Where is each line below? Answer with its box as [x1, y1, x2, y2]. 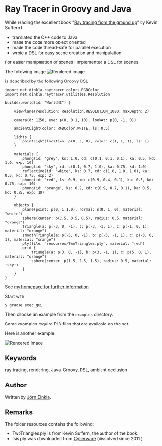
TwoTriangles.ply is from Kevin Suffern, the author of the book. [12, 430, 139, 436]
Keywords [5, 354, 37, 362]
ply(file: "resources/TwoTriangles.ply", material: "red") [22, 241, 145, 246]
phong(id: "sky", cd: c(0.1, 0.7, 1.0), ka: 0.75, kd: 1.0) [22, 164, 147, 169]
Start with [5, 293, 25, 299]
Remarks [5, 408, 33, 416]
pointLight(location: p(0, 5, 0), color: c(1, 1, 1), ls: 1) [22, 139, 150, 143]
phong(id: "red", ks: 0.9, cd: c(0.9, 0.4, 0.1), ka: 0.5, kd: [22, 177, 154, 182]
